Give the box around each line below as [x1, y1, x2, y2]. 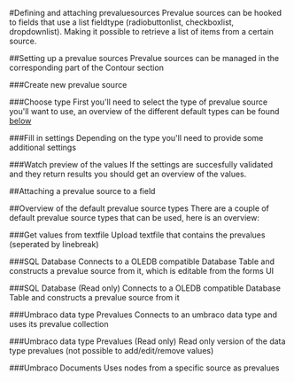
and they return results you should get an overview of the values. [9, 168, 247, 179]
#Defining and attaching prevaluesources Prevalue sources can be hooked [9, 8, 282, 18]
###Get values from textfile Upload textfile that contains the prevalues [9, 230, 266, 240]
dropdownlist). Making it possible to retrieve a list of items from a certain [9, 27, 275, 36]
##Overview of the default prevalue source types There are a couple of [9, 203, 270, 214]
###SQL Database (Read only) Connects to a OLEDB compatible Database [9, 283, 282, 293]
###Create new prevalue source [9, 80, 128, 90]
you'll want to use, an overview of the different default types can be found [9, 106, 280, 116]
